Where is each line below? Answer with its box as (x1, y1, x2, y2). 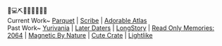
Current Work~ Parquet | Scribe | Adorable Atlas (7, 17, 147, 24)
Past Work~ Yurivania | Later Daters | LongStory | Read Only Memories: (7, 24, 215, 32)
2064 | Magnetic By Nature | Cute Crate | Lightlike (7, 31, 153, 39)
